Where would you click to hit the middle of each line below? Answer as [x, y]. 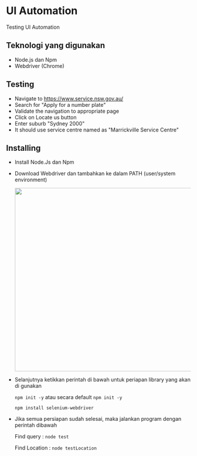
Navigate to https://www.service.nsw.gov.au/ [69, 99]
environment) [31, 180]
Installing [23, 148]
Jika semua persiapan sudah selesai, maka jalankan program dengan [98, 419]
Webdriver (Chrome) [39, 66]
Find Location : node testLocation [55, 448]
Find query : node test [42, 437]
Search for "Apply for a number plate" [60, 104]
